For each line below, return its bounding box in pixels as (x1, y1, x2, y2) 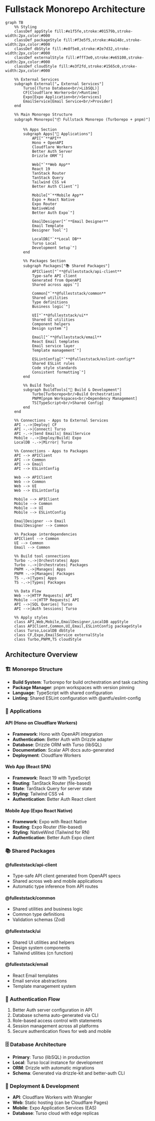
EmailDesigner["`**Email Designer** (31, 219, 108, 224)
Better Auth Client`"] (31, 184, 79, 189)
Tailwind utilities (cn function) (12, 950, 73, 956)
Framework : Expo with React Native (12, 819, 87, 825)
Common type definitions (12, 911, 65, 917)
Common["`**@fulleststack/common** (31, 291, 106, 296)
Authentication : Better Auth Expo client (12, 835, 94, 841)
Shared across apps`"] (31, 282, 79, 287)
